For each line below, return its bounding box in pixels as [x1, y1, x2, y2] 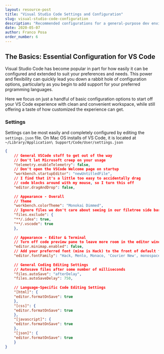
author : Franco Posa [5, 30, 47, 35]
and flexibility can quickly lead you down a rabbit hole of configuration [5, 76, 147, 82]
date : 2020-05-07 [5, 25, 41, 30]
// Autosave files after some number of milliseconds [14, 267, 125, 272]
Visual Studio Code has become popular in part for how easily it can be [5, 66, 148, 71]
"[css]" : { [14, 303, 36, 308]
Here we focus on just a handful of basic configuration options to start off [5, 96, 153, 102]
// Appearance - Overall [14, 194, 64, 199]
